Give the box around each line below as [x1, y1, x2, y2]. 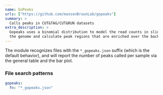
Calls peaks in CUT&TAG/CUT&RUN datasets [9, 20, 95, 26]
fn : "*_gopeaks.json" [9, 85, 53, 90]
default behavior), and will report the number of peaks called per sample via [5, 52, 157, 58]
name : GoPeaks [5, 7, 34, 12]
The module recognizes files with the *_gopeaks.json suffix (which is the [5, 47, 150, 53]
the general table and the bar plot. [5, 58, 73, 63]
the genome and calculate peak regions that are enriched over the [9, 34, 149, 39]
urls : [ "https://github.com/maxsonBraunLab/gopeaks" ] [5, 12, 116, 16]
